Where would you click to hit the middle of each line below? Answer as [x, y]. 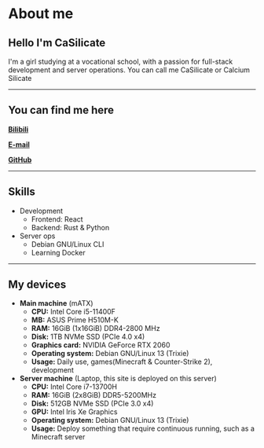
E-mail [19, 144]
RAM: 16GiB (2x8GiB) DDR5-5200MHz [94, 395]
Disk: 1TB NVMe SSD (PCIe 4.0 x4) [88, 337]
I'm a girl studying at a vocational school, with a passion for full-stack [121, 61]
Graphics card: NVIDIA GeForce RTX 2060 [101, 345]
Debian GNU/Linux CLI [68, 244]
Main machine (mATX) [56, 303]
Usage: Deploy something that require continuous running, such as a [143, 428]
